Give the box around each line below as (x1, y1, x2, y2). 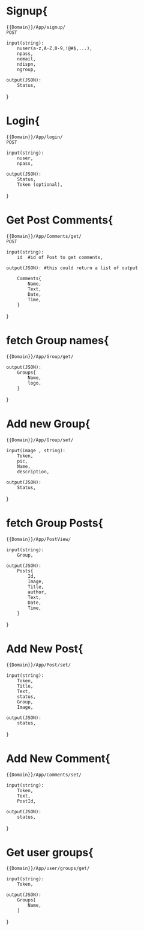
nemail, (17, 56, 36, 62)
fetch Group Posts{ (6, 516, 103, 529)
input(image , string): (6, 447, 66, 453)
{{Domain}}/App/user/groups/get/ (6, 865, 90, 872)
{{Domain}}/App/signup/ (6, 24, 66, 30)
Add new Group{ (6, 417, 91, 430)
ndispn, (17, 61, 36, 67)
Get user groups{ (6, 845, 94, 859)
